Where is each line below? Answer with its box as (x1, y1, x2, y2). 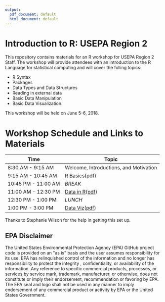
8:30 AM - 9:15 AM (7, 164, 54, 171)
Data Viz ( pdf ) (65, 204, 96, 211)
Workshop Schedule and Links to (5, 127, 143, 139)
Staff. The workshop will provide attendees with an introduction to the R (5, 59, 151, 65)
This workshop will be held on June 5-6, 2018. (5, 110, 99, 116)
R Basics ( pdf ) (65, 172, 97, 179)
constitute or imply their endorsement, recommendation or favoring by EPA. (5, 276, 159, 282)
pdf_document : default (9, 12, 56, 17)
